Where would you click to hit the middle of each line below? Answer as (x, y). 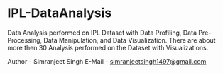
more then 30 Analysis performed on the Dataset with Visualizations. (108, 47)
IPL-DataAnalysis (60, 13)
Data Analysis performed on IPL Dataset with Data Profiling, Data (102, 33)
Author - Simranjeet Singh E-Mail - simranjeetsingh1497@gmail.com (107, 61)
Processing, (25, 40)
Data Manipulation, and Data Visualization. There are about (130, 40)
